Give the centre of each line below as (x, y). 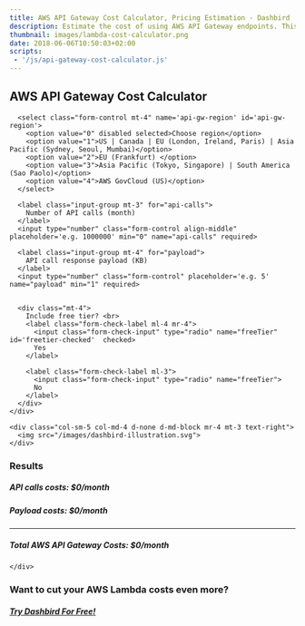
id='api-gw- (263, 117)
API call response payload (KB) (87, 260)
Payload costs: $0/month (59, 510)
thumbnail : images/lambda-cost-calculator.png (99, 34)
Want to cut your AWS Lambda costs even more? (119, 589)
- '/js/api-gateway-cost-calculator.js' (91, 60)
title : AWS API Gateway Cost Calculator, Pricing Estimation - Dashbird (150, 18)
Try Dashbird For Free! (53, 611)
